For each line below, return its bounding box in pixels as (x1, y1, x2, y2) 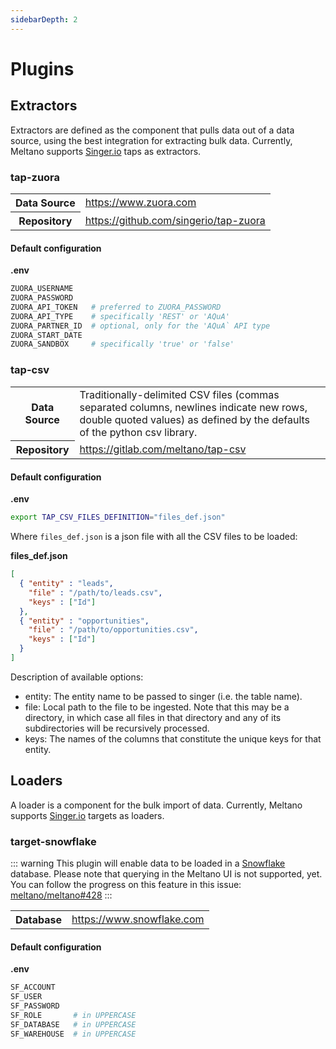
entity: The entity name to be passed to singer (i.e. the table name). (24, 690, 303, 702)
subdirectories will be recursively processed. (24, 722, 210, 734)
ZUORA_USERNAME (10, 284, 74, 294)
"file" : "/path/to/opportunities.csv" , (28, 625, 199, 635)
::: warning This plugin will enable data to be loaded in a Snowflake (10, 857, 286, 869)
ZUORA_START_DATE (10, 330, 83, 340)
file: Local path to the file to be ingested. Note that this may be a (24, 701, 290, 713)
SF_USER (10, 992, 43, 1002)
